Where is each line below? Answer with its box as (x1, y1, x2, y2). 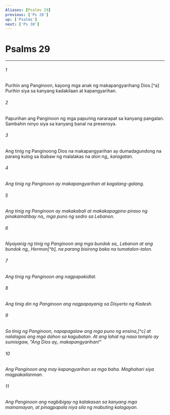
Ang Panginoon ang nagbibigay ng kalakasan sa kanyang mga (5, 399, 138, 405)
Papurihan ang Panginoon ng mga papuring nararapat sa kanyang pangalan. (5, 115, 164, 121)
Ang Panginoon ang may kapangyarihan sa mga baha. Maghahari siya (5, 366, 154, 372)
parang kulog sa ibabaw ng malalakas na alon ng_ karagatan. (5, 153, 134, 159)
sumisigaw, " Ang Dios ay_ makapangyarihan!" (5, 339, 102, 345)
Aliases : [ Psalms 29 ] (5, 7, 51, 13)
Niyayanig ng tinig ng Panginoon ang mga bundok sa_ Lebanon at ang (5, 240, 153, 247)
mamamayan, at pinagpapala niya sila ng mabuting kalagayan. (5, 404, 138, 410)
